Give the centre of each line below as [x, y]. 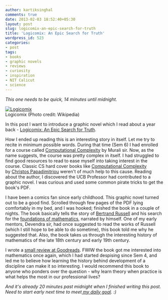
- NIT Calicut [20, 80]
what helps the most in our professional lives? [53, 277]
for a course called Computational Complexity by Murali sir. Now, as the [79, 150]
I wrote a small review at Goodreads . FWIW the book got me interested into [83, 250]
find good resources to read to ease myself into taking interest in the [76, 161]
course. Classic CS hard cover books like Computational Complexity [76, 166]
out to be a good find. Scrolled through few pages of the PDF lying [74, 203]
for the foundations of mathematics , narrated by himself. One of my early [81, 219]
